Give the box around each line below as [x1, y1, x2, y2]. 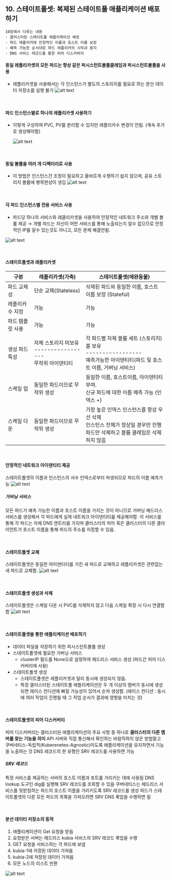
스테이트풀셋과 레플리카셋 [5, 259, 56, 265]
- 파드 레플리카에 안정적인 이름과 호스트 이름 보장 [5, 40, 97, 45]
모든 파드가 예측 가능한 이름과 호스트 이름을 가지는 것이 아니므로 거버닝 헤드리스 [5, 507, 163, 513]
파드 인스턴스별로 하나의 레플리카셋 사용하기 [5, 109, 92, 116]
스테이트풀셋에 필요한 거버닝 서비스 [12, 650, 82, 656]
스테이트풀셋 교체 [5, 549, 40, 555]
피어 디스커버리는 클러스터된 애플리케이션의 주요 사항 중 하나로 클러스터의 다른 [5, 729, 160, 735]
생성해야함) [18, 128, 41, 134]
